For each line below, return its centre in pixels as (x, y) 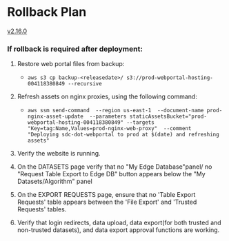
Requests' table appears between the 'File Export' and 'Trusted (107, 202)
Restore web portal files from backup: (71, 64)
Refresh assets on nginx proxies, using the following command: (107, 96)
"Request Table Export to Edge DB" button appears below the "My (111, 174)
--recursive (85, 84)
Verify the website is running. (59, 154)
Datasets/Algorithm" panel (55, 181)
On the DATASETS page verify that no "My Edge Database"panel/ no (114, 167)
